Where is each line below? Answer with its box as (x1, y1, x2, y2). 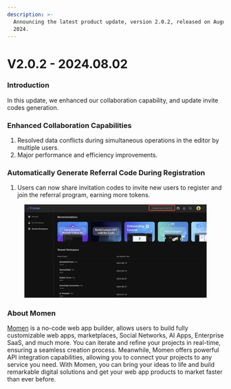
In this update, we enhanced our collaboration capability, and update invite (7, 96, 219, 104)
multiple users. (16, 144, 60, 152)
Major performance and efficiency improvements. (16, 151, 158, 159)
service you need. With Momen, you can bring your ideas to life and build (7, 360, 215, 368)
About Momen (7, 308, 56, 318)
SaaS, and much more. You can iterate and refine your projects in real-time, (7, 338, 221, 346)
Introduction (7, 80, 49, 90)
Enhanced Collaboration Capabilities (7, 120, 132, 130)
